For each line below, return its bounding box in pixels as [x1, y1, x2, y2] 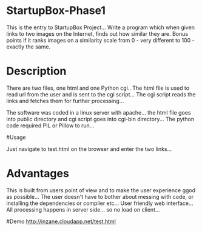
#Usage [6, 133, 26, 141]
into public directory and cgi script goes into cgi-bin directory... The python [6, 115, 195, 122]
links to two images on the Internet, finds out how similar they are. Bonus [6, 30, 189, 37]
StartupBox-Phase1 [6, 4, 106, 18]
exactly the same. [6, 43, 50, 50]
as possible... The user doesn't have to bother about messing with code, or [6, 193, 194, 200]
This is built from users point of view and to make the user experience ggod [6, 186, 196, 194]
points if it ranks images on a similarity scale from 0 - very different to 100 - [6, 36, 195, 44]
